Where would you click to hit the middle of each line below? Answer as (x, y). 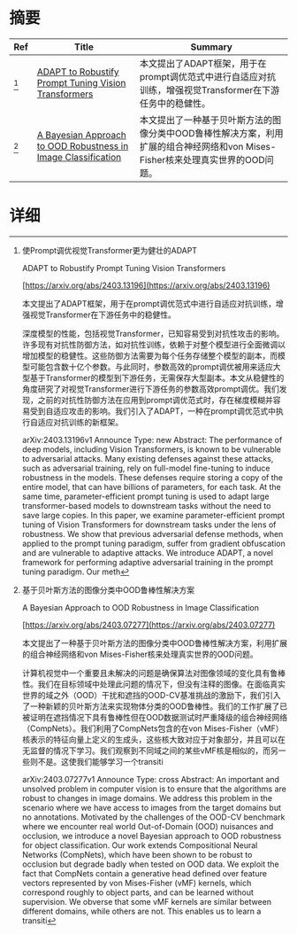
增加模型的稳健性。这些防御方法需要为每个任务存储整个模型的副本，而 (150, 355)
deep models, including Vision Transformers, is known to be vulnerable (151, 449)
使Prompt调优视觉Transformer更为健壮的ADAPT (109, 250)
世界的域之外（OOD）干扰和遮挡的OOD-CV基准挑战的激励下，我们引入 (151, 695)
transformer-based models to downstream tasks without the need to (146, 505)
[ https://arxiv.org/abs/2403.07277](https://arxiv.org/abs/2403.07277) (148, 625)
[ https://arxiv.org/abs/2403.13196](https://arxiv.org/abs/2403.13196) (146, 285)
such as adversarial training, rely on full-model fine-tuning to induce (146, 468)
